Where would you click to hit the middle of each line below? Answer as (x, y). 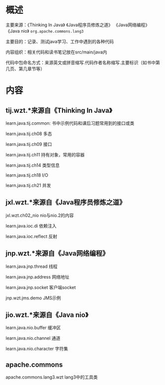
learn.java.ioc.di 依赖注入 (31, 226)
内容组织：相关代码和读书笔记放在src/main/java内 (56, 52)
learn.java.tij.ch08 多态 (29, 134)
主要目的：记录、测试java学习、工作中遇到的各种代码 (60, 41)
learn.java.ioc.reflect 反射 (31, 236)
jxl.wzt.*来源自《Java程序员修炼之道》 (66, 203)
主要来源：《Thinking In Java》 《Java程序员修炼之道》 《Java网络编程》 (78, 25)
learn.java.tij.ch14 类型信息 (33, 165)
